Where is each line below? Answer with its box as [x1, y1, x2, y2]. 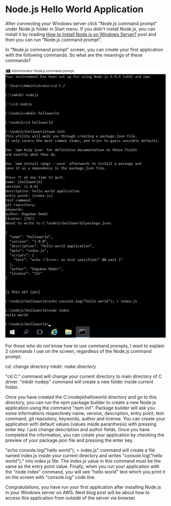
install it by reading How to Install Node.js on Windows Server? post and [5, 31, 156, 37]
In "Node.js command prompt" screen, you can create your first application [5, 46, 163, 52]
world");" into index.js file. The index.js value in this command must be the [5, 458, 161, 464]
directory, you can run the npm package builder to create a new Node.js [5, 399, 156, 405]
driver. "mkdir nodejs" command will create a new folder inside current [5, 378, 154, 385]
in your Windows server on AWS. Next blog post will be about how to [5, 489, 150, 495]
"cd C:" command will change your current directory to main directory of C [5, 373, 162, 379]
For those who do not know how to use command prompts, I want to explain [5, 343, 164, 349]
